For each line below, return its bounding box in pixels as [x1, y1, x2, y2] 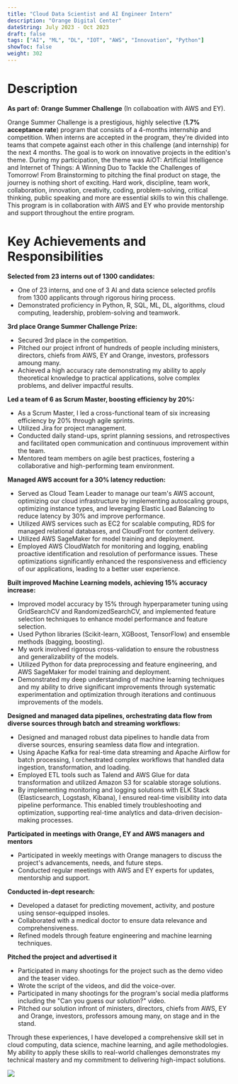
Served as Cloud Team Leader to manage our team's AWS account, [17, 489, 215, 497]
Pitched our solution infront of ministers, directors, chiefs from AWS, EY [17, 1004, 227, 1012]
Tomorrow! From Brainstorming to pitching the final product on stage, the [7, 170, 221, 179]
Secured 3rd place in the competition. [17, 335, 128, 345]
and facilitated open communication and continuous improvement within [17, 438, 229, 448]
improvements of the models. [17, 698, 104, 706]
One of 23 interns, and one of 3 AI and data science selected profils [17, 286, 216, 294]
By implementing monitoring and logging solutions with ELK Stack [17, 786, 210, 794]
